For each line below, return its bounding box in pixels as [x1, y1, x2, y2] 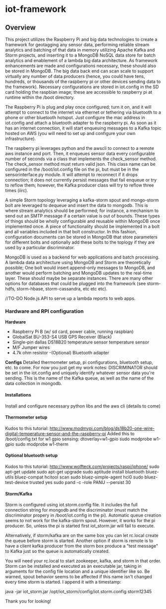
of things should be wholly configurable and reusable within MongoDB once [5, 218, 161, 224]
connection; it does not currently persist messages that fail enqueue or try [5, 177, 157, 183]
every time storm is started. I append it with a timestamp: [5, 579, 121, 585]
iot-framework [5, 3, 66, 15]
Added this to [107, 430, 135, 436]
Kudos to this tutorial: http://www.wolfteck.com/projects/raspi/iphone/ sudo [5, 463, 160, 470]
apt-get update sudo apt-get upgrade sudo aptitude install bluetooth [5, 469, 145, 474]
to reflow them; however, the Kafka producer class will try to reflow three [5, 182, 154, 188]
